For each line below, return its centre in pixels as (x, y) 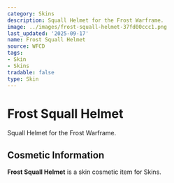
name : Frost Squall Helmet (46, 40)
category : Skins (31, 14)
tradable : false (31, 72)
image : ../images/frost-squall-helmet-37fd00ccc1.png (87, 27)
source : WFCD (26, 46)
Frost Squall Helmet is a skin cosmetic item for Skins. (85, 172)
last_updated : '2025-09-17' (48, 33)
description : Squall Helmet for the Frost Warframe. (86, 20)
